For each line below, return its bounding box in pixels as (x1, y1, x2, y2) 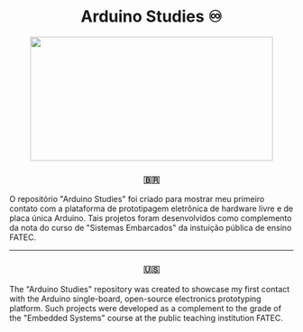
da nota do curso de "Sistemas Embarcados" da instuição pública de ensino (9, 223, 292, 234)
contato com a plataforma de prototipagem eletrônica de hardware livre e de (9, 203, 294, 214)
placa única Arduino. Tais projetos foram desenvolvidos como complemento (9, 213, 292, 224)
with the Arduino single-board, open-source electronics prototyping (9, 293, 262, 304)
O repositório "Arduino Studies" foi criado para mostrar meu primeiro (9, 194, 265, 205)
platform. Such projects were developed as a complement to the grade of (9, 302, 282, 313)
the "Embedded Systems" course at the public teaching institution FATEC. (9, 312, 284, 323)
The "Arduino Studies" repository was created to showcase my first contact (9, 283, 290, 294)
